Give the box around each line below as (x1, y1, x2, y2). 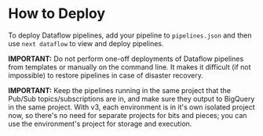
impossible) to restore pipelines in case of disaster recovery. (8, 70, 204, 80)
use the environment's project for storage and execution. (8, 119, 192, 128)
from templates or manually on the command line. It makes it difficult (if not (8, 62, 251, 71)
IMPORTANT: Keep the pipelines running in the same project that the (8, 85, 232, 95)
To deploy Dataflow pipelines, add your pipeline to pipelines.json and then (8, 30, 252, 40)
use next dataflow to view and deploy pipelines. (8, 38, 164, 48)
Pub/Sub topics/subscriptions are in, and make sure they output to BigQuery (8, 94, 255, 103)
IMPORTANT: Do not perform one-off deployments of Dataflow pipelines (8, 54, 244, 63)
